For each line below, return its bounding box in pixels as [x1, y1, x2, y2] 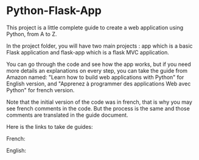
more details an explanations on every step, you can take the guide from [6, 67, 187, 74]
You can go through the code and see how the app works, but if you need [6, 60, 191, 68]
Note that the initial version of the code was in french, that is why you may [6, 98, 193, 106]
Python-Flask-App [6, 4, 102, 18]
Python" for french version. [6, 86, 75, 93]
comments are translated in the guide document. [6, 111, 128, 118]
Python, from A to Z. [6, 30, 57, 37]
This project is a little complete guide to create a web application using [6, 24, 184, 31]
